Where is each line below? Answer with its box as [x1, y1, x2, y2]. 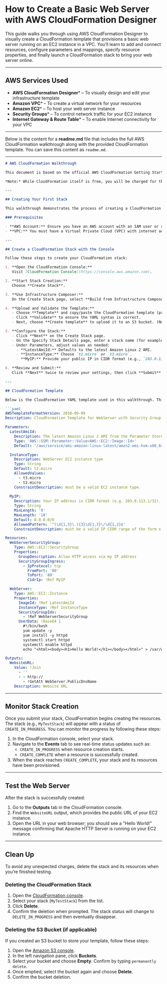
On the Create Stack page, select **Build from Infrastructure [11, 296, 146, 302]
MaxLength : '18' [14, 512, 48, 518]
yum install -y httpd [23, 633, 68, 638]
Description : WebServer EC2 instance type [14, 457, 103, 462]
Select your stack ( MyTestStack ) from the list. [12, 898, 104, 904]
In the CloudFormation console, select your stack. [12, 736, 114, 742]
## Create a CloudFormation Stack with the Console [5, 246, 114, 252]
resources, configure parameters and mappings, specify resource [5, 46, 140, 52]
